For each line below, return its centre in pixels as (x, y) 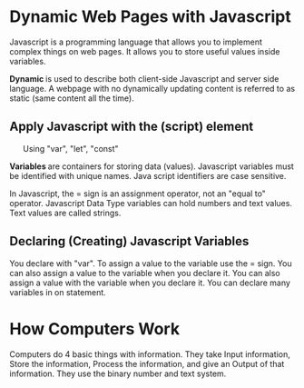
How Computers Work (94, 328)
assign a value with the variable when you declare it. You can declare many (150, 283)
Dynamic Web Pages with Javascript (151, 17)
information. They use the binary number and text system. (118, 373)
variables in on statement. (58, 292)
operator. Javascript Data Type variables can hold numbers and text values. (151, 203)
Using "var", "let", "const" (71, 148)
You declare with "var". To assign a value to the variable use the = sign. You (151, 263)
